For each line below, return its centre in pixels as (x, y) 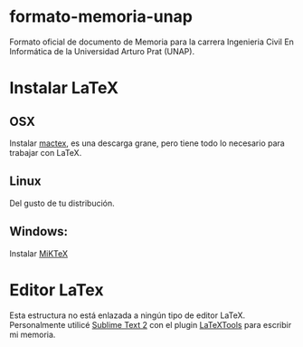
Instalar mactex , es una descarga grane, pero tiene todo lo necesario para (147, 143)
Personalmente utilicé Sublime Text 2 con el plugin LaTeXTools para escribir (151, 324)
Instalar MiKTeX (39, 253)
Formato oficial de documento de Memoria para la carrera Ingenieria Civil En (151, 42)
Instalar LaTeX (64, 88)
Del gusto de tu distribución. (62, 203)
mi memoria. (33, 334)
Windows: (39, 231)
